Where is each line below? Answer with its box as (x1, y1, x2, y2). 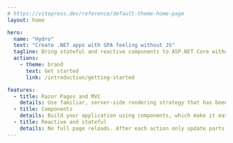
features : (7, 86, 36, 93)
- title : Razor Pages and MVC (13, 93, 101, 100)
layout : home (7, 17, 45, 23)
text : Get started (25, 67, 79, 75)
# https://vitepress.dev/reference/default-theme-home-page (7, 10, 185, 17)
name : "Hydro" (13, 35, 54, 42)
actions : (13, 55, 39, 62)
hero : (7, 29, 23, 36)
